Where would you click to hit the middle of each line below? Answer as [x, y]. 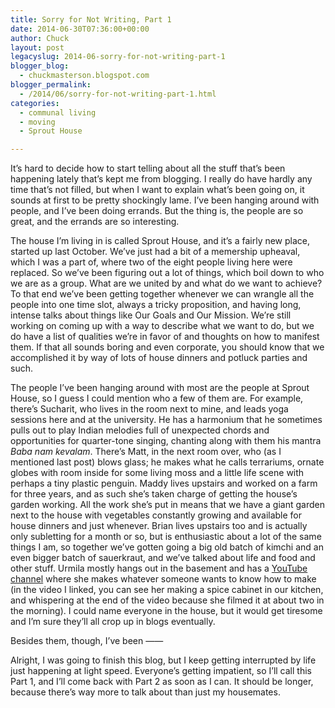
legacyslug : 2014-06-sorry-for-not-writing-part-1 [118, 57]
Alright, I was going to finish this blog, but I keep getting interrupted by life [163, 660]
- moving [37, 122]
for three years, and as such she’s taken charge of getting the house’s [154, 494]
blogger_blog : [40, 66]
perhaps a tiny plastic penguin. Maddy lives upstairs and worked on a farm [164, 483]
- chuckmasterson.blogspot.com [84, 76]
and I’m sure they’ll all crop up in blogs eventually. [113, 622]
